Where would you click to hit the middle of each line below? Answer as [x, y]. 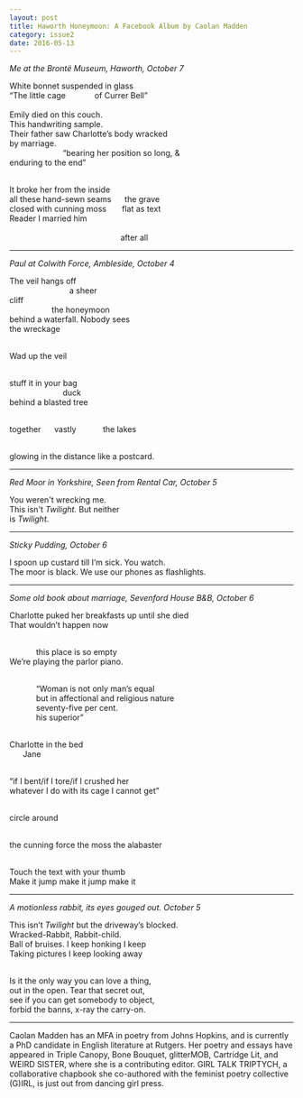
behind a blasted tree [49, 402]
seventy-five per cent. [77, 708]
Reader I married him [48, 218]
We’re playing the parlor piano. [66, 662]
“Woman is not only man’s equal [95, 689]
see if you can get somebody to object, [82, 1000]
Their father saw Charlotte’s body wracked [89, 134]
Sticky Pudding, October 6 [59, 545]
